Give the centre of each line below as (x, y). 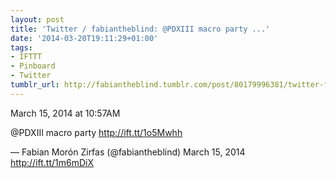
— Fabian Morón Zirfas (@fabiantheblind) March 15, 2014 (128, 152)
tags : (21, 47)
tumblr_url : (35, 85)
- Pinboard (33, 66)
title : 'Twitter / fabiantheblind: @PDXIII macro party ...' (140, 29)
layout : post (37, 19)
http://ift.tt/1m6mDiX (52, 162)
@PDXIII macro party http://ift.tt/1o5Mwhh (96, 132)
